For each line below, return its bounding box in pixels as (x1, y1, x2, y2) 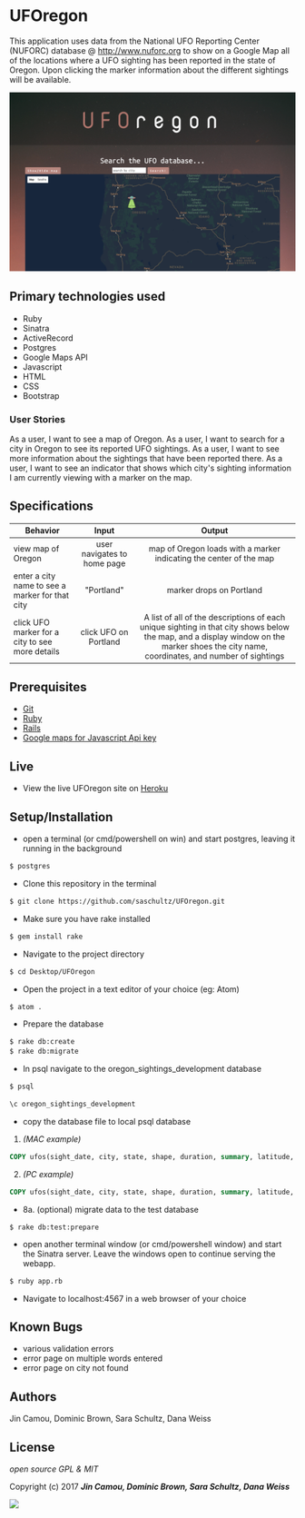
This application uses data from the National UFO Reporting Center (9, 35, 261, 46)
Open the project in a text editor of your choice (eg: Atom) (22, 983, 241, 995)
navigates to (81, 548, 128, 559)
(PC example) (22, 1168, 74, 1179)
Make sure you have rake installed (22, 913, 152, 924)
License (9, 1439, 55, 1454)
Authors (9, 1389, 57, 1404)
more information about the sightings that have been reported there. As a (9, 453, 283, 464)
